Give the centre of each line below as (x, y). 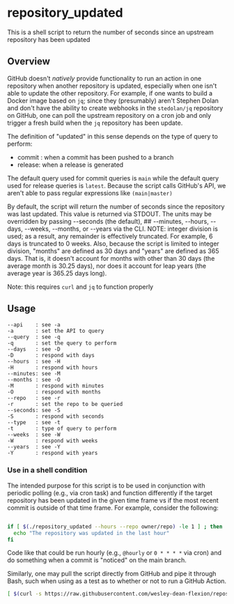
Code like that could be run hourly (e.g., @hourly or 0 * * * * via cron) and (114, 553)
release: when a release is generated (70, 165)
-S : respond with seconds (56, 416)
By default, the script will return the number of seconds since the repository (116, 206)
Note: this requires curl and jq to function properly (80, 287)
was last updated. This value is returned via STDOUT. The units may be (110, 213)
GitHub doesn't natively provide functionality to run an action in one (104, 78)
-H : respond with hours (53, 368)
